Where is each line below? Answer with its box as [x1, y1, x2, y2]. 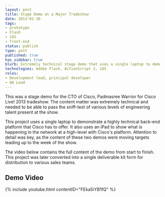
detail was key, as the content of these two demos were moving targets [5, 134, 150, 140]
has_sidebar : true [5, 57, 43, 62]
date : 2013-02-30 [5, 16, 41, 21]
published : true [5, 52, 38, 58]
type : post [5, 48, 27, 53]
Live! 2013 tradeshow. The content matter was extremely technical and [5, 98, 148, 104]
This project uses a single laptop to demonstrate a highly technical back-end [5, 119, 160, 124]
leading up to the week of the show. [5, 139, 78, 145]
